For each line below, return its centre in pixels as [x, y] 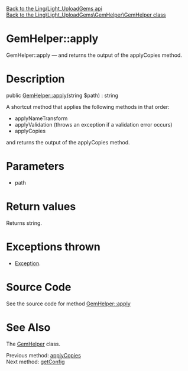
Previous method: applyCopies [43, 355]
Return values [41, 207]
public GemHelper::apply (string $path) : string [62, 95]
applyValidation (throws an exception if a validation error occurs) [93, 124]
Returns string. [24, 223]
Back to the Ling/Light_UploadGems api [54, 9]
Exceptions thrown [53, 246]
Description [35, 79]
